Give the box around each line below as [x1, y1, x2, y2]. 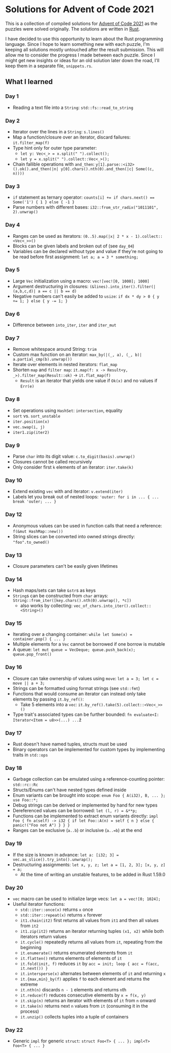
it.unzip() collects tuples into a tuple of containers [20, 1013, 129, 1019]
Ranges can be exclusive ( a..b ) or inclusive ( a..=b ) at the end [12, 827, 142, 834]
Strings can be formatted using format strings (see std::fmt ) [12, 685, 140, 691]
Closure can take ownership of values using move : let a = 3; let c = [12, 675, 159, 681]
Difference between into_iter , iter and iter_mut [12, 322, 117, 328]
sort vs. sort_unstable [12, 412, 61, 419]
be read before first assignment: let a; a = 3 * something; [12, 254, 139, 260]
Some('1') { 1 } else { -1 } [12, 200, 75, 205]
